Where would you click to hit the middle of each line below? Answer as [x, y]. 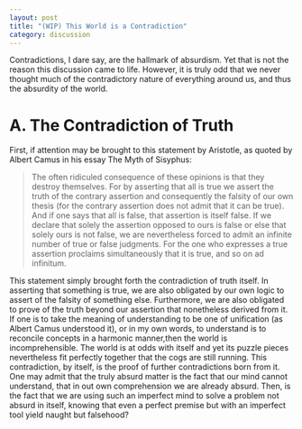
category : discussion [50, 34]
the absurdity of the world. [59, 89]
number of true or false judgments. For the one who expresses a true [160, 244]
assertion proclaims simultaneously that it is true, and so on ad [147, 254]
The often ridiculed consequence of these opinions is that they [148, 178]
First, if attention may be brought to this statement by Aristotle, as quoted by [151, 151]
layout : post [34, 18]
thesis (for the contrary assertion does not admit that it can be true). [158, 206]
